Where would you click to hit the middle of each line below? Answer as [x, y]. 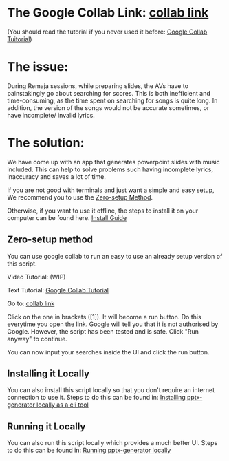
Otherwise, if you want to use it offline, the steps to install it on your [103, 211]
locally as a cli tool [63, 405]
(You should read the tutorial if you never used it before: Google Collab [107, 32]
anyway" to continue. [37, 339]
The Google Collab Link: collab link [108, 13]
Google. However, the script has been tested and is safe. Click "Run [103, 331]
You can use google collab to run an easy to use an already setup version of [115, 256]
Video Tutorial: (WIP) [36, 277]
